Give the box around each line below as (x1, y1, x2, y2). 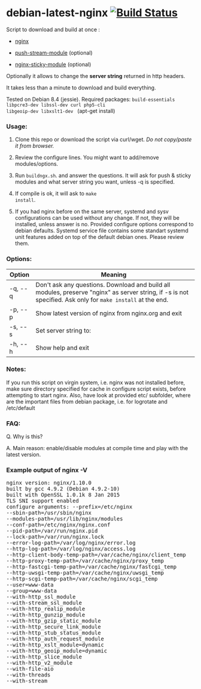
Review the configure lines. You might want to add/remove (14, 154, 160, 161)
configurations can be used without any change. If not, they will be (14, 214, 179, 221)
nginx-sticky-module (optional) (14, 61, 92, 68)
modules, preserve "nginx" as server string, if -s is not (35, 288, 189, 296)
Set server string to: (35, 326, 92, 334)
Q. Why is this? (6, 433, 43, 441)
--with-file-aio (6, 666, 54, 672)
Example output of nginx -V (6, 466, 88, 474)
